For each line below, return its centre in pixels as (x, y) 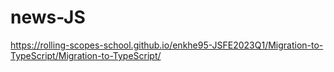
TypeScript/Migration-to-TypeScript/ (86, 55)
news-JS (48, 17)
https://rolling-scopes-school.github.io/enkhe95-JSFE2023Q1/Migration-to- (167, 45)
